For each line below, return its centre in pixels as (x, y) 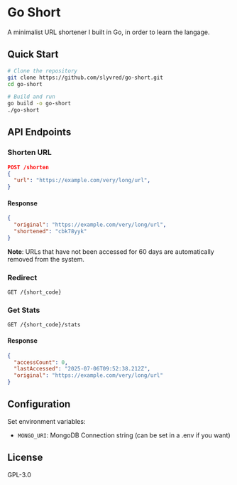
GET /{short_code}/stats (44, 325)
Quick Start (33, 54)
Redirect (22, 277)
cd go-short (25, 84)
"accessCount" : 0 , (41, 362)
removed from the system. (46, 259)
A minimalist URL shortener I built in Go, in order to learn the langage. (109, 32)
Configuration (39, 404)
